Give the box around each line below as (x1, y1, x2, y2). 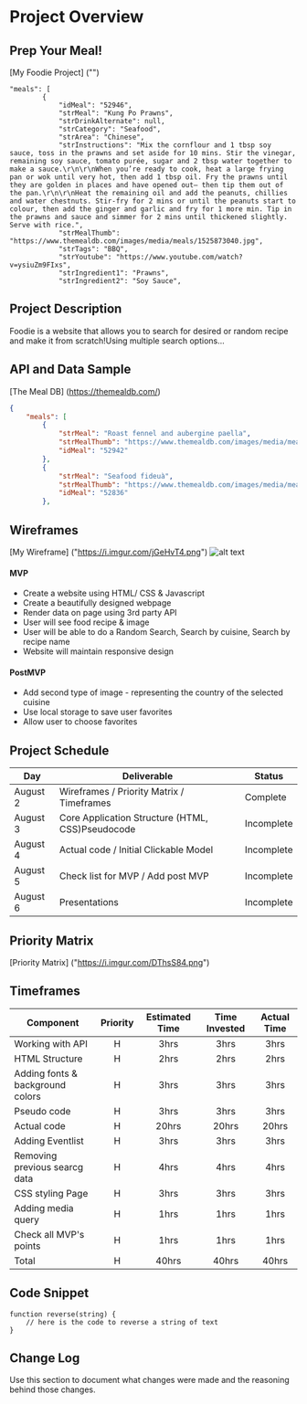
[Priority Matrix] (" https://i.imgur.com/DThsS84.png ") (9, 956, 210, 967)
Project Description (9, 301, 122, 317)
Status (254, 770, 284, 783)
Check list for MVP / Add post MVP (58, 870, 210, 882)
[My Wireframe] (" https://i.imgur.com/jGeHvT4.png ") (9, 546, 208, 557)
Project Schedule (9, 743, 110, 758)
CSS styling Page (14, 1187, 89, 1199)
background (14, 1078, 67, 1091)
